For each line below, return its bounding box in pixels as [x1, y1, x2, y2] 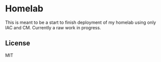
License [5, 39, 30, 48]
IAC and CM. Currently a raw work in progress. [5, 24, 101, 30]
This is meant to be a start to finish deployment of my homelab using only [5, 19, 156, 25]
